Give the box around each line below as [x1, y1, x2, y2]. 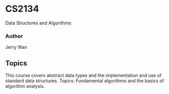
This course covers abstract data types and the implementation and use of [5, 72, 162, 79]
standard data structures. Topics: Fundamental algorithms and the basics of [5, 78, 164, 84]
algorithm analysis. [5, 83, 45, 89]
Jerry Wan [5, 44, 27, 50]
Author [5, 33, 23, 40]
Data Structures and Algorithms [5, 20, 71, 26]
